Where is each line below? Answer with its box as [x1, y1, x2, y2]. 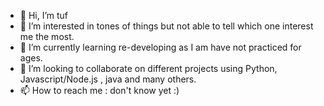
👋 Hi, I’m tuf [19, 10, 69, 21]
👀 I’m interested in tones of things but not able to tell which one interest [19, 20, 314, 32]
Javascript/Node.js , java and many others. [19, 73, 197, 85]
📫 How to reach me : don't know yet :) [19, 85, 180, 96]
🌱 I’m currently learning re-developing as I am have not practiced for [19, 41, 302, 53]
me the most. [19, 31, 75, 42]
